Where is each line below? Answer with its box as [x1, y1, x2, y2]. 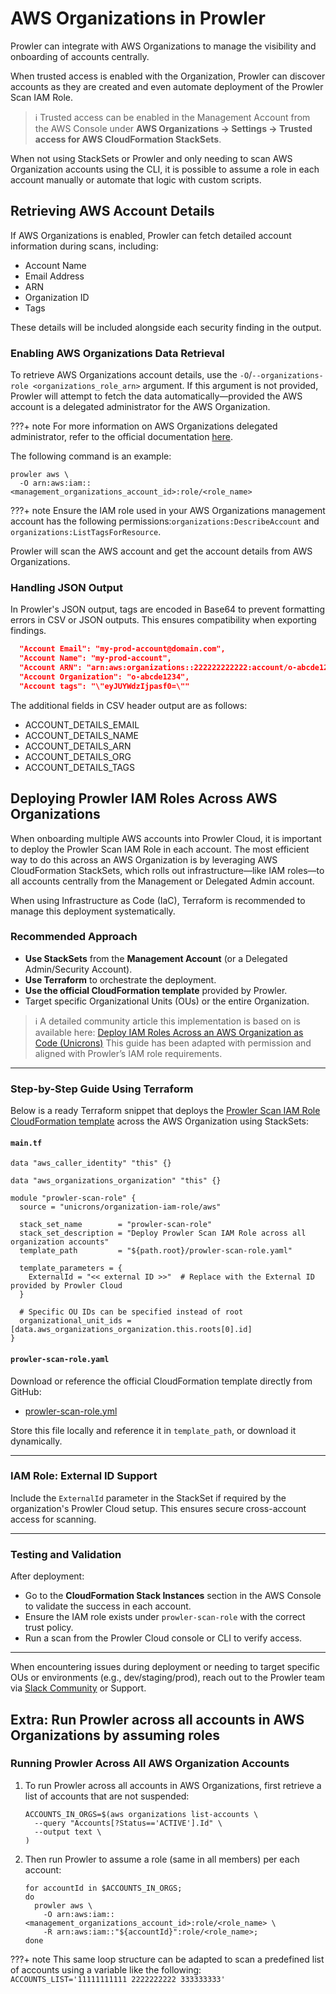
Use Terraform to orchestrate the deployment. [24, 973, 217, 986]
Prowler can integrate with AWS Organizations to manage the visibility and [10, 40, 317, 52]
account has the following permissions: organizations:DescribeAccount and [10, 515, 320, 527]
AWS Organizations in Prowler [10, 7, 266, 30]
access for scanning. [10, 1513, 97, 1525]
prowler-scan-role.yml [24, 1405, 118, 1417]
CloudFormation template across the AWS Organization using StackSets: [10, 1115, 310, 1127]
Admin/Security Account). [24, 963, 133, 975]
